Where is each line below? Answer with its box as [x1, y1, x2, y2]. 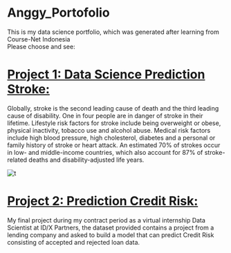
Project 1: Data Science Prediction [7, 67, 205, 82]
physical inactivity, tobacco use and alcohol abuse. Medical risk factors [7, 126, 211, 134]
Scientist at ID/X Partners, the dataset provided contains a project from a [7, 223, 214, 232]
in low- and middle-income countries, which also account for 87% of [7, 148, 203, 156]
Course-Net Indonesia [7, 35, 71, 43]
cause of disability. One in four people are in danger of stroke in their [7, 111, 203, 120]
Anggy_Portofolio [7, 5, 110, 21]
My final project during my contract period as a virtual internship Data [7, 216, 206, 224]
